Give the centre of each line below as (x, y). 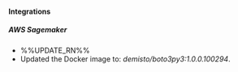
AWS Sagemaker (38, 30)
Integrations (30, 11)
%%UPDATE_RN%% (55, 50)
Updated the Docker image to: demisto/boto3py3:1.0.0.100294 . (125, 59)
